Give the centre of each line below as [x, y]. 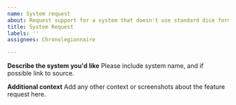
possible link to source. [41, 73]
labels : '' [23, 33]
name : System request [39, 14]
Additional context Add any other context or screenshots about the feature [116, 87]
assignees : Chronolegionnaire [52, 40]
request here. [27, 94]
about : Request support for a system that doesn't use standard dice [111, 20]
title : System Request [40, 27]
